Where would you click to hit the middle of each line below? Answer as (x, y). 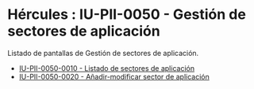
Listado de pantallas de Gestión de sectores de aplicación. (103, 53)
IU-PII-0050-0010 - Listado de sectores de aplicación (107, 68)
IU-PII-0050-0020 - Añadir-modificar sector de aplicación (114, 76)
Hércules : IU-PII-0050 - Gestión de (127, 15)
